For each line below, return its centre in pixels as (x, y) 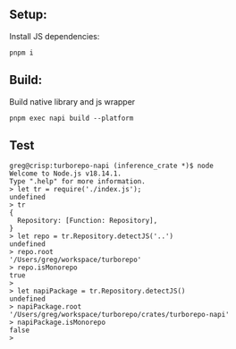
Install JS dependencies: (55, 36)
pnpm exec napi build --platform (72, 118)
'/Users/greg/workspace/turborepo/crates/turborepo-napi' (119, 315)
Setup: (28, 15)
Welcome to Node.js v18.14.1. (66, 174)
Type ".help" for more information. (77, 182)
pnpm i (21, 53)
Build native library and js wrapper (72, 101)
